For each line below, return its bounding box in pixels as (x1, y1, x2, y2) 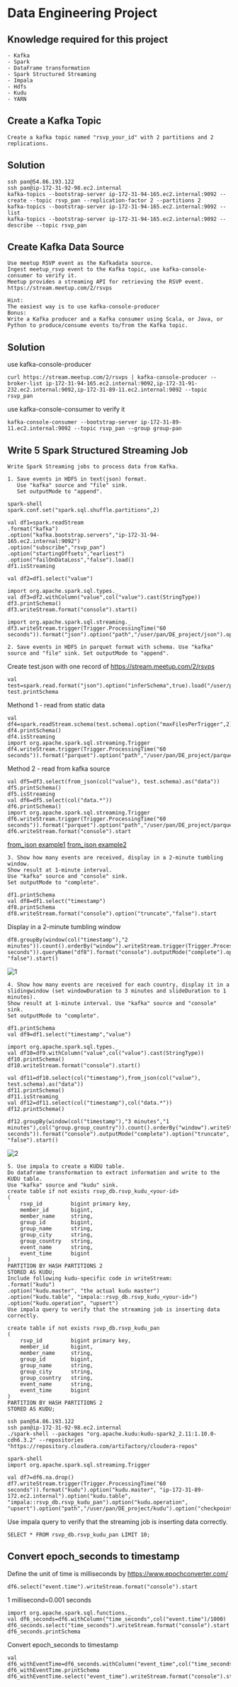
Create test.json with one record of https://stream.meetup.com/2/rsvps (7, 663, 215, 671)
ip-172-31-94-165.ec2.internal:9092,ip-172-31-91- (45, 380, 198, 387)
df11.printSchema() (7, 1087, 65, 1094)
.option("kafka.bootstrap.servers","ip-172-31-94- (7, 532, 160, 539)
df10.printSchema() (7, 1056, 65, 1064)
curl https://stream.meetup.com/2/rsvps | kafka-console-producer (7, 374, 208, 381)
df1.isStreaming (7, 563, 55, 570)
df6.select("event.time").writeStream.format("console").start (7, 1583, 198, 1590)
